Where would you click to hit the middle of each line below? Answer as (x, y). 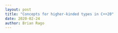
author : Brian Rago (25, 23)
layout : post (18, 9)
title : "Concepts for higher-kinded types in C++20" (59, 14)
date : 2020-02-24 (23, 18)
